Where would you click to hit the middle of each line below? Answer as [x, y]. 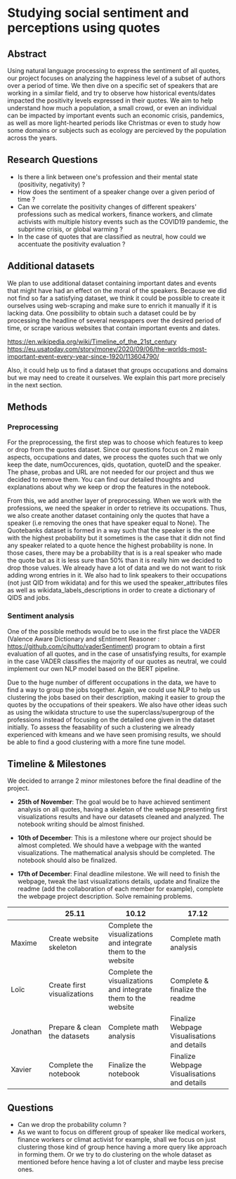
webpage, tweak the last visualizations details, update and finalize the [119, 881]
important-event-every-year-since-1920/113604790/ [83, 356]
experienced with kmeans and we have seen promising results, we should [114, 734]
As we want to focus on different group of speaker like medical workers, [122, 1132]
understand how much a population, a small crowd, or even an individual [112, 108]
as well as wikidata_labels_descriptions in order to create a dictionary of [111, 590]
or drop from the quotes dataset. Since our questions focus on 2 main [108, 450]
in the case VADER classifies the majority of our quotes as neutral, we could [117, 661]
